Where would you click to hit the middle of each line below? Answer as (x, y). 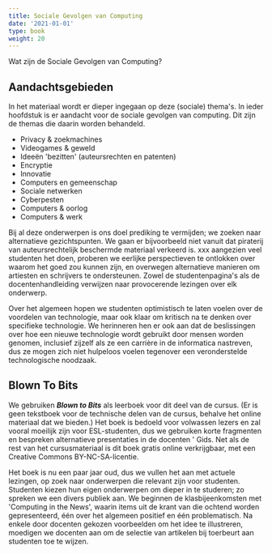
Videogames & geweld (57, 148)
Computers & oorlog (54, 208)
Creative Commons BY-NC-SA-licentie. (74, 456)
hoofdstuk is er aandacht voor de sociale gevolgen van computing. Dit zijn (132, 115)
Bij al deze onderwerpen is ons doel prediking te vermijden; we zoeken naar (135, 232)
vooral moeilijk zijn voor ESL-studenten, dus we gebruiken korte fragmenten (135, 431)
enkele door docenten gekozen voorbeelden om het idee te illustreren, (125, 524)
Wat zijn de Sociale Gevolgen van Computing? (85, 62)
